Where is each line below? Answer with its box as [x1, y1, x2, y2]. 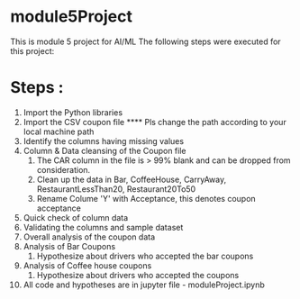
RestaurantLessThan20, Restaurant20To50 [36, 183, 196, 195]
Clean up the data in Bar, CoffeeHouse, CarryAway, [36, 174, 227, 185]
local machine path [23, 126, 95, 137]
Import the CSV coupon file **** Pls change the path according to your [23, 116, 286, 127]
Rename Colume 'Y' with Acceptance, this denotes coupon [36, 193, 256, 204]
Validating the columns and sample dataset [23, 222, 184, 232]
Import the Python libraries [23, 106, 123, 118]
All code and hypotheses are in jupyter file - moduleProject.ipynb [23, 279, 265, 290]
